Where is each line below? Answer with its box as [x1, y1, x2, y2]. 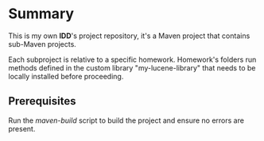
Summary [8, 5, 74, 23]
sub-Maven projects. [8, 39, 77, 48]
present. [8, 124, 36, 133]
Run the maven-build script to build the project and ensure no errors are [8, 116, 245, 125]
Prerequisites [8, 94, 76, 108]
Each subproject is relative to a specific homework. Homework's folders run [8, 55, 257, 64]
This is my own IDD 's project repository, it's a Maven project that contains [8, 31, 250, 40]
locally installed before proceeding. [8, 71, 124, 81]
